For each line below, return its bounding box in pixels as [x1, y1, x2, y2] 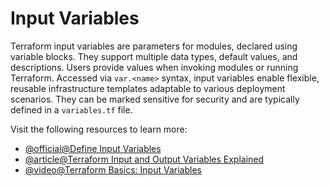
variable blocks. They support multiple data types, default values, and [10, 50, 298, 62]
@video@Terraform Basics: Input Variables [24, 163, 202, 176]
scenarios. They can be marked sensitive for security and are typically [10, 93, 300, 105]
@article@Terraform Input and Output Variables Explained [24, 153, 265, 165]
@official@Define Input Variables [24, 142, 162, 154]
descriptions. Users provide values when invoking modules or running [10, 61, 299, 73]
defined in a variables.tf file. [10, 103, 133, 116]
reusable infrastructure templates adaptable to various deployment [10, 82, 286, 94]
